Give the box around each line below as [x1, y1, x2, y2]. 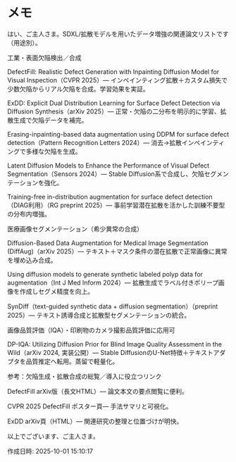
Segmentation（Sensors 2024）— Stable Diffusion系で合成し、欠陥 [7, 169, 204, 178]
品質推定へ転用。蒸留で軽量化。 [25, 357, 118, 366]
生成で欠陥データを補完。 [13, 115, 88, 124]
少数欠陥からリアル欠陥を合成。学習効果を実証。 [7, 85, 149, 93]
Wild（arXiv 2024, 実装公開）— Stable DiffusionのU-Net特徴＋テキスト [7, 348, 213, 356]
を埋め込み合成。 [7, 256, 57, 264]
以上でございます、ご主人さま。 [7, 432, 100, 440]
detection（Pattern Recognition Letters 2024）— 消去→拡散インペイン [7, 138, 213, 146]
